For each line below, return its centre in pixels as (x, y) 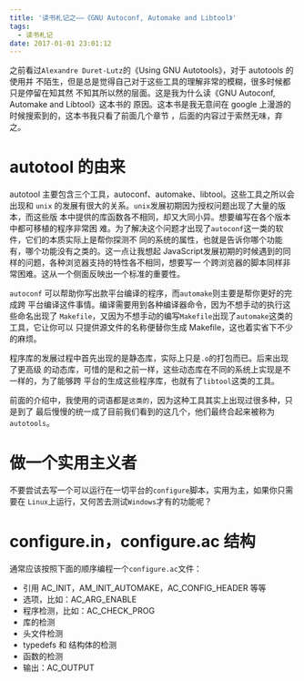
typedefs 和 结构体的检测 (70, 645)
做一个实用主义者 (74, 463)
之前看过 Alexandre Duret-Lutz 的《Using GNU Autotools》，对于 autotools (147, 70)
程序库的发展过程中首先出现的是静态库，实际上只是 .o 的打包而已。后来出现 (149, 358)
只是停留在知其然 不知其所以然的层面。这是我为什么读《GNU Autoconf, (142, 93)
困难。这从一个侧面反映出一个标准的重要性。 (101, 274)
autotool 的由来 (67, 167)
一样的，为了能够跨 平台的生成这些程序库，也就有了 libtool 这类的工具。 (145, 381)
